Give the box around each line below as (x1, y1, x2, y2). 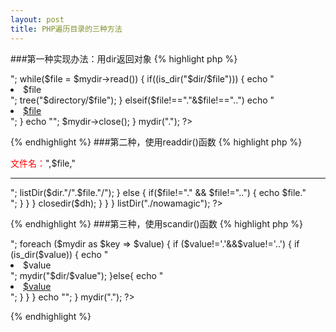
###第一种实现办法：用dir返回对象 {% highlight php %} (10, 52, 238, 65)
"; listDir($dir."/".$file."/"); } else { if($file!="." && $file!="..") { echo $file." (10, 186, 307, 198)
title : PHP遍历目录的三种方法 (10, 24, 123, 34)
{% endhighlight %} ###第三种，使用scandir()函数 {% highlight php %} (10, 217, 304, 230)
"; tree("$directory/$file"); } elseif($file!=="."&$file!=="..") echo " (10, 94, 275, 106)
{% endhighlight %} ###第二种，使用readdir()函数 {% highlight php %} (10, 136, 303, 148)
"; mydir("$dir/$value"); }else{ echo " (10, 269, 164, 281)
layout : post (10, 14, 65, 25)
